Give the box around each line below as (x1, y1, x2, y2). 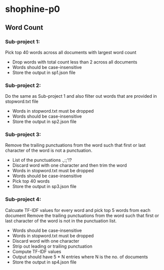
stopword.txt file (5, 98, 39, 105)
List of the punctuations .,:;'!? (12, 157, 72, 163)
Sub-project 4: (5, 196, 41, 203)
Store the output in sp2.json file (12, 119, 77, 125)
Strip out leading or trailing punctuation (12, 243, 93, 249)
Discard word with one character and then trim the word (12, 162, 127, 168)
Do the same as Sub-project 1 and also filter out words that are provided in (5, 93, 157, 99)
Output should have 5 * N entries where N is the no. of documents (12, 254, 148, 260)
